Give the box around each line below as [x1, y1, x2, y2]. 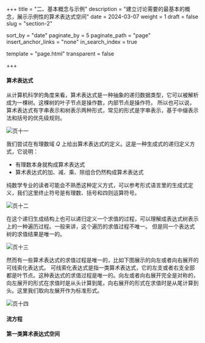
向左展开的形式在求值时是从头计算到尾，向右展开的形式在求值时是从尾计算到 [6, 279, 199, 287]
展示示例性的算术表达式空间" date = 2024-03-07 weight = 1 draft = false [16, 13, 199, 20]
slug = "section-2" [6, 20, 53, 27]
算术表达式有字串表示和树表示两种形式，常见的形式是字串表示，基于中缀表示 [6, 106, 199, 114]
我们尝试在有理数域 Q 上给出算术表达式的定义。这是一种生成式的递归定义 [6, 140, 190, 148]
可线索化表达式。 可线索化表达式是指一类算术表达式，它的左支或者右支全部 [6, 264, 195, 271]
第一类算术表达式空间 [6, 330, 60, 337]
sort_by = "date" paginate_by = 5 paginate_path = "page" [6, 32, 151, 39]
